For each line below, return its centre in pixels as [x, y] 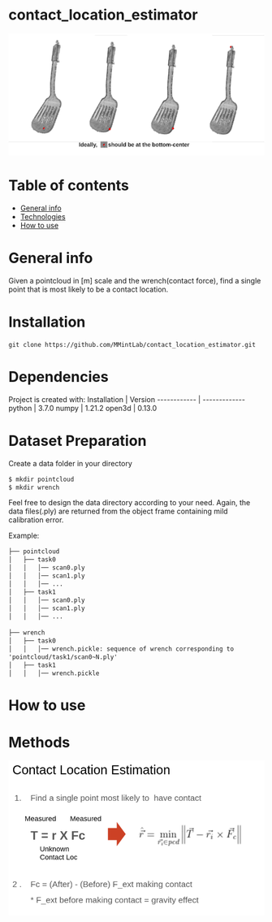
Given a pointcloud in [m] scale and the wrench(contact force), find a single [135, 280]
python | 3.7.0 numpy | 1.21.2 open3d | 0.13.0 [83, 408]
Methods [39, 743]
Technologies [43, 217]
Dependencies [58, 377]
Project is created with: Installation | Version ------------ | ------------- [127, 399]
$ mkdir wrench [34, 487]
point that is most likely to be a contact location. [89, 289]
